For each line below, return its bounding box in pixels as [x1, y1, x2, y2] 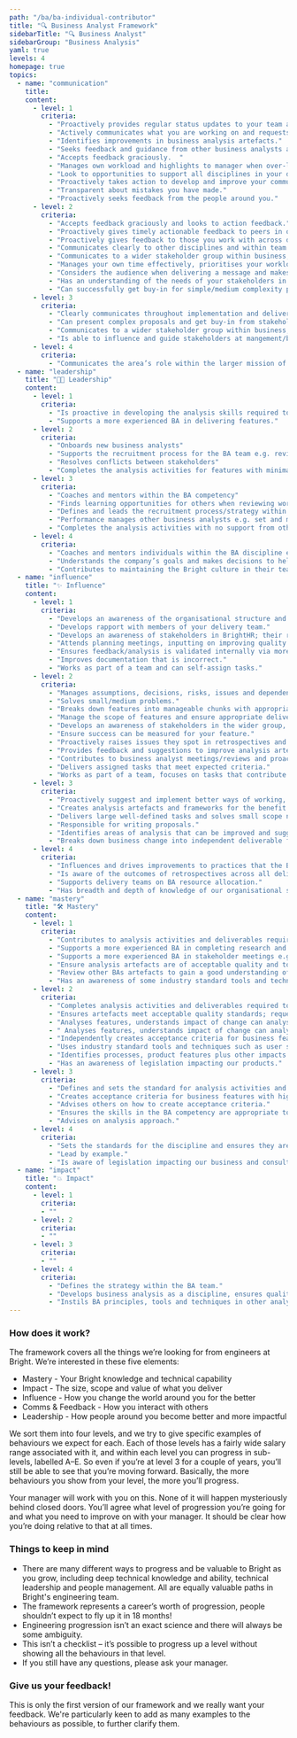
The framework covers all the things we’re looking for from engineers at [9, 1347, 270, 1358]
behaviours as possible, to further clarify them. [9, 1719, 179, 1729]
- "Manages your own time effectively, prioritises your [48, 260, 263, 269]
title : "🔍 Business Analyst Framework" [9, 21, 159, 30]
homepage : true [9, 63, 65, 72]
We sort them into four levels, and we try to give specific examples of [9, 1428, 263, 1439]
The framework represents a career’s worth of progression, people [21, 1601, 265, 1611]
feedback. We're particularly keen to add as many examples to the [9, 1709, 251, 1719]
